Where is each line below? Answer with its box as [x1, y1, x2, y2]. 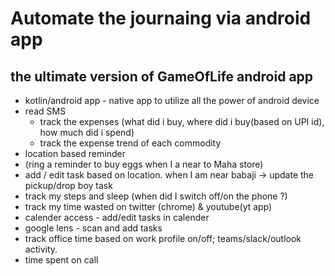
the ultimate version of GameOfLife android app [10, 68, 314, 85]
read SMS [24, 105, 67, 117]
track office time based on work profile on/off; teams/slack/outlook [24, 233, 302, 244]
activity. [24, 243, 58, 255]
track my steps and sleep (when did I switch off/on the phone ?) [24, 190, 288, 202]
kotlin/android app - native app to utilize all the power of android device [24, 95, 320, 106]
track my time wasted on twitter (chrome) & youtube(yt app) [24, 201, 273, 212]
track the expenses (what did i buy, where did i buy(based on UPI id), [39, 116, 325, 127]
